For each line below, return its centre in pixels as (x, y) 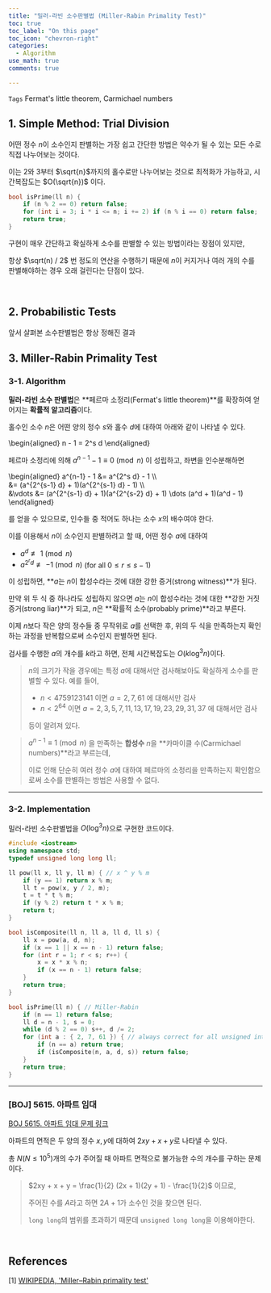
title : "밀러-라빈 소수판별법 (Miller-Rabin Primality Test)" (107, 16)
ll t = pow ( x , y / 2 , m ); (67, 888)
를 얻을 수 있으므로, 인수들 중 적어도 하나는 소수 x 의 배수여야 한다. (111, 519)
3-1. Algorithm (37, 382)
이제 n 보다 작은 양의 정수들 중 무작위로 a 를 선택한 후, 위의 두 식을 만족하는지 (127, 626)
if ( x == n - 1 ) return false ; (90, 970)
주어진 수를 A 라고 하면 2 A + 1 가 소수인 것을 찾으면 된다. (115, 1203)
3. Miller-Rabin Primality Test (83, 359)
